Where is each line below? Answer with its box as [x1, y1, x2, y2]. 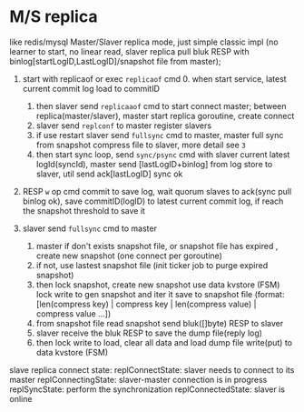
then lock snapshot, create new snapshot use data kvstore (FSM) [35, 279, 280, 290]
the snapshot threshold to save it [22, 205, 145, 216]
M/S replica [9, 6, 98, 27]
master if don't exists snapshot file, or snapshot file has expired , [35, 240, 279, 251]
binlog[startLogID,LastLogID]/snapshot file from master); [9, 55, 221, 66]
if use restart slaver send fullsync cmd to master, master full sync [35, 129, 284, 140]
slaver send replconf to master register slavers [35, 120, 211, 131]
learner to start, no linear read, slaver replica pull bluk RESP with [9, 45, 250, 56]
